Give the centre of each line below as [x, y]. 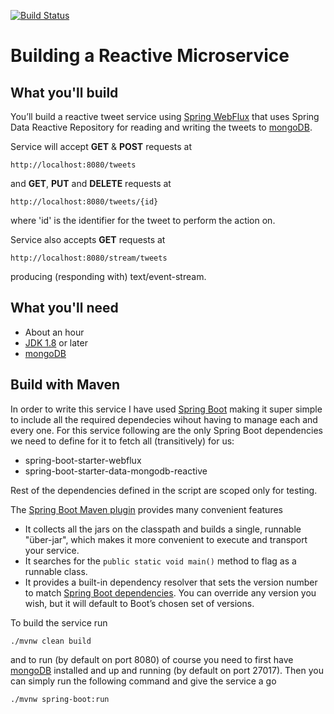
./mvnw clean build [51, 641]
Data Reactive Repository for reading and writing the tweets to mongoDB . [161, 127]
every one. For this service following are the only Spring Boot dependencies [166, 430]
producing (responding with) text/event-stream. [108, 276]
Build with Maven [65, 385]
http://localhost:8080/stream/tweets [89, 258]
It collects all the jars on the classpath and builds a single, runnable [163, 529]
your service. [52, 550]
